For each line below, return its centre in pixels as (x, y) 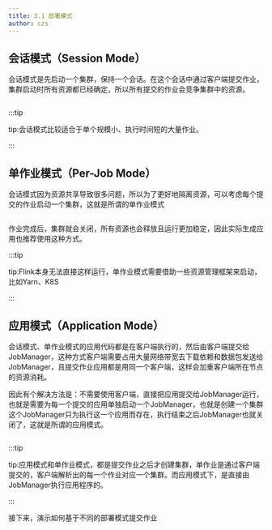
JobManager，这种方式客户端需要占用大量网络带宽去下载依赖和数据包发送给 (136, 357)
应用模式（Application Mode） (86, 325)
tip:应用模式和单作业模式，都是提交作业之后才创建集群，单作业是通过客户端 (134, 464)
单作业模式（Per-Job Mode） (82, 173)
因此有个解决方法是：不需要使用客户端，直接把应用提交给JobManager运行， (136, 394)
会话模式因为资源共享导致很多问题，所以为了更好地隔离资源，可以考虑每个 (132, 194)
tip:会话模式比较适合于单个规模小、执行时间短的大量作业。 (106, 130)
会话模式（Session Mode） (77, 58)
